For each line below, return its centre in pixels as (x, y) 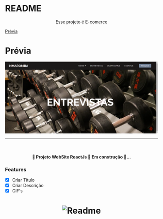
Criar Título (23, 180)
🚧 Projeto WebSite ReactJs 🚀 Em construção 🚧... (81, 157)
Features (16, 169)
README (23, 8)
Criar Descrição (28, 186)
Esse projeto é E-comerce (81, 22)
